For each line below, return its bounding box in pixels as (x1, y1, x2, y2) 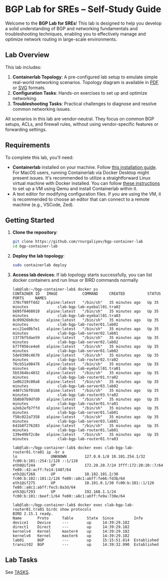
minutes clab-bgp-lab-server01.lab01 (12, 410, 119, 415)
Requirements (5, 141, 50, 149)
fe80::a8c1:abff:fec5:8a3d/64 (12, 485, 76, 490)
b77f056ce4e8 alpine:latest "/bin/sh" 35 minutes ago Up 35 (12, 344, 159, 349)
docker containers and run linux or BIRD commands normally (12, 277, 138, 283)
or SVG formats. (12, 85, 46, 91)
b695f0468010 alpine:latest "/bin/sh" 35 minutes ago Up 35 (12, 309, 159, 314)
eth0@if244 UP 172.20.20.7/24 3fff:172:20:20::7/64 (12, 463, 163, 468)
